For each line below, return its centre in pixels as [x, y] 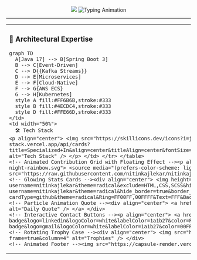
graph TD [21, 53]
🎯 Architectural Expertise [51, 39]
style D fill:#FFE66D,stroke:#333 [63, 112]
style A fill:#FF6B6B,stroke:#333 [63, 100]
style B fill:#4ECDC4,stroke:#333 [63, 106]
